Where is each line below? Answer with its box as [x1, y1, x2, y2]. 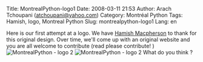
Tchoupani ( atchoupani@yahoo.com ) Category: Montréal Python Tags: [6, 11, 183, 19]
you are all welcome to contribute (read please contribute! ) [6, 42, 155, 49]
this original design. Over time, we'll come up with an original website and [6, 36, 190, 43]
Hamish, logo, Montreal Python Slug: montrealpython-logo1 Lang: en [6, 18, 177, 25]
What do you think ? [143, 49, 193, 56]
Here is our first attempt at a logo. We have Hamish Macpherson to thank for [6, 29, 197, 37]
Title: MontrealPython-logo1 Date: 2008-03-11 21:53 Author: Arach [6, 5, 171, 12]
